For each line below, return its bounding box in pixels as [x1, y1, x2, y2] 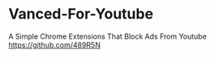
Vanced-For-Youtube [8, 5, 154, 23]
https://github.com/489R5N [8, 39, 101, 49]
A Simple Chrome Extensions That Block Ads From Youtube [8, 31, 207, 41]
